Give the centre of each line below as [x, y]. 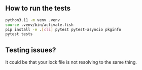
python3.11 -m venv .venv [32, 20]
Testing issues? [31, 50]
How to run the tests [38, 8]
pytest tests [19, 34]
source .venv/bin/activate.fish [39, 25]
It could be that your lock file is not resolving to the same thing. [71, 62]
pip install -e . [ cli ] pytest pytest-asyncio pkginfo [63, 29]
